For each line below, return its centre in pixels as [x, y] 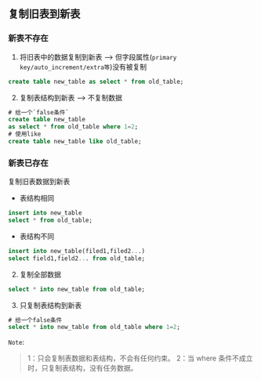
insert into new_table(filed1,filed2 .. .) [77, 251]
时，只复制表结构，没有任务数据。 [82, 368]
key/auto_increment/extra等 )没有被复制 [83, 67]
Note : [16, 342]
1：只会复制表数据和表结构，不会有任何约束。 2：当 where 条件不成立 [140, 358]
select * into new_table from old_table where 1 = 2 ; [94, 328]
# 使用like [25, 134]
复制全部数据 [40, 274]
